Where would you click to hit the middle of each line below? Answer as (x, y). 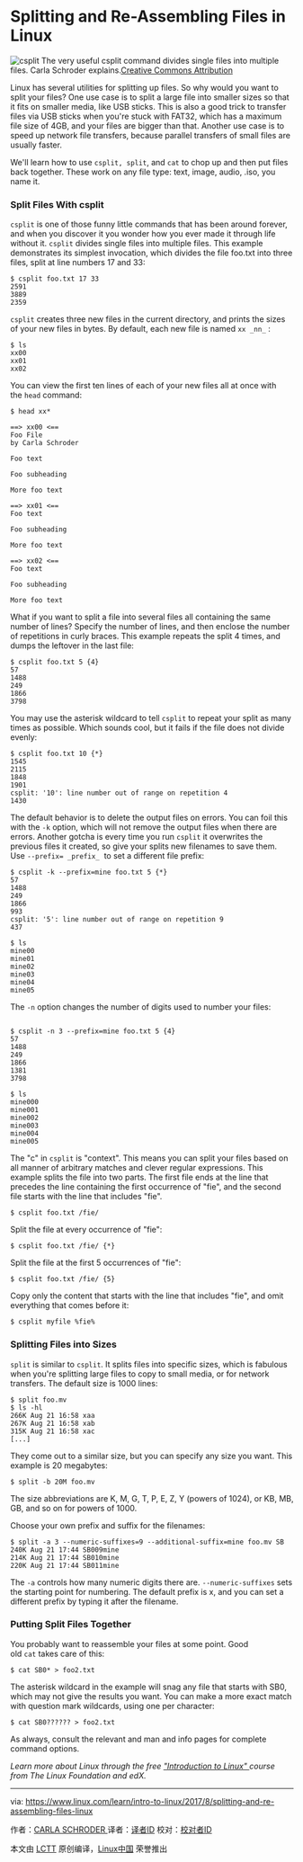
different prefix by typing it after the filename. (94, 1601)
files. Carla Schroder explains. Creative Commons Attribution (121, 70)
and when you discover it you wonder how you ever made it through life (143, 234)
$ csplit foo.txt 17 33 (55, 279)
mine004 (25, 1134)
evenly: (24, 737)
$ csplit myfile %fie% (53, 1322)
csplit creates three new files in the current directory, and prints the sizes (148, 319)
